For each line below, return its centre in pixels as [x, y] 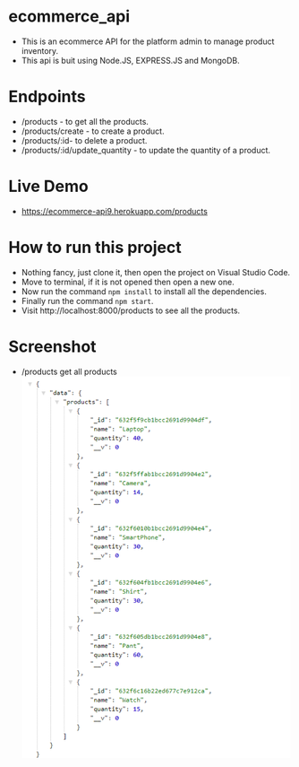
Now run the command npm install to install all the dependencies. [144, 291]
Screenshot [52, 346]
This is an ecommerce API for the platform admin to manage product [148, 41]
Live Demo [48, 187]
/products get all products [69, 371]
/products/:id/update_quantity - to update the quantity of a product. [145, 150]
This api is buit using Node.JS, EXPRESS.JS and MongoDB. [131, 60]
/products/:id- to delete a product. [84, 140]
